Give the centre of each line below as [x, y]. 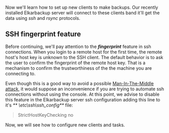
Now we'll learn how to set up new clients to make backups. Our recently [82, 7]
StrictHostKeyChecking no [46, 115]
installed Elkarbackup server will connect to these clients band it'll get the [82, 13]
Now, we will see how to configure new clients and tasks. [65, 125]
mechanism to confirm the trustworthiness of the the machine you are [79, 68]
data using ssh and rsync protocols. [43, 18]
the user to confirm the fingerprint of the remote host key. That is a [76, 63]
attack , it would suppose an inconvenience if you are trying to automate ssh [85, 89]
